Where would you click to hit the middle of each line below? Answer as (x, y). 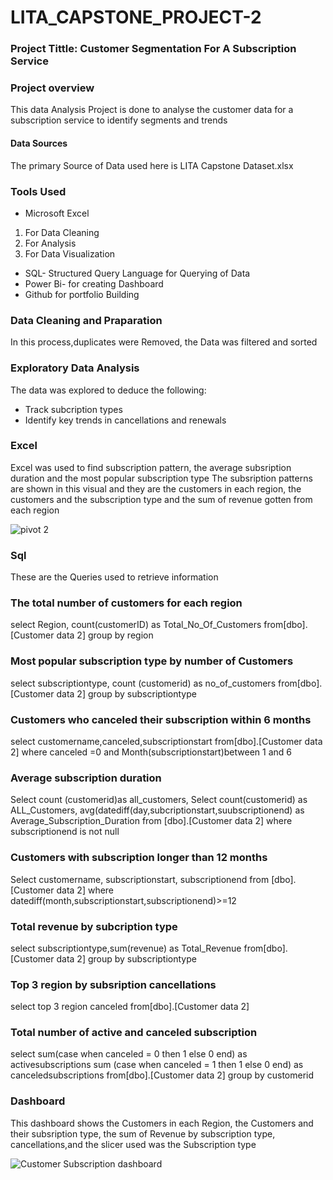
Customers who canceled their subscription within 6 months (161, 719)
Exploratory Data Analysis (75, 368)
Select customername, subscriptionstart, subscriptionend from (140, 879)
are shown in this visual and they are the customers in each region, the (156, 488)
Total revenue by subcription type (94, 926)
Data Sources (39, 143)
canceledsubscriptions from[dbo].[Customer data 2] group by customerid (162, 1075)
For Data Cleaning (62, 232)
